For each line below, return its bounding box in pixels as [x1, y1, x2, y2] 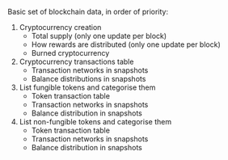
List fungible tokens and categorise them [19, 82, 156, 92]
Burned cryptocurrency [31, 48, 110, 57]
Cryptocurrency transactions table [19, 57, 134, 66]
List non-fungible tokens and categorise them [19, 117, 171, 126]
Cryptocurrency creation [19, 23, 102, 32]
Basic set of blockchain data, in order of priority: [7, 7, 169, 16]
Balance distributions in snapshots [31, 74, 146, 83]
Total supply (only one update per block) [31, 32, 167, 40]
